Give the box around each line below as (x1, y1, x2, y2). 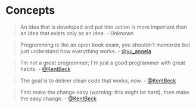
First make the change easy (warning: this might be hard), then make (20, 88, 190, 95)
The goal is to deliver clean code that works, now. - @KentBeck (20, 77, 176, 84)
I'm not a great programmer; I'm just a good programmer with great (20, 59, 186, 66)
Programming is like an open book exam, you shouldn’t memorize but (20, 41, 191, 48)
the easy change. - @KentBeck (20, 95, 97, 102)
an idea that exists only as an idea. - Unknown (20, 29, 134, 36)
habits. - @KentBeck (20, 65, 71, 72)
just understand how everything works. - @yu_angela (20, 47, 151, 54)
